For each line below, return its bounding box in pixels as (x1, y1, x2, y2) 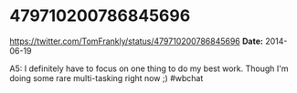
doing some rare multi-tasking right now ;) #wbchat (9, 72, 204, 83)
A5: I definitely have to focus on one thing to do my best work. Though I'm (9, 63, 289, 74)
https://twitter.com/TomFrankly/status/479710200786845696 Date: (9, 36, 263, 46)
